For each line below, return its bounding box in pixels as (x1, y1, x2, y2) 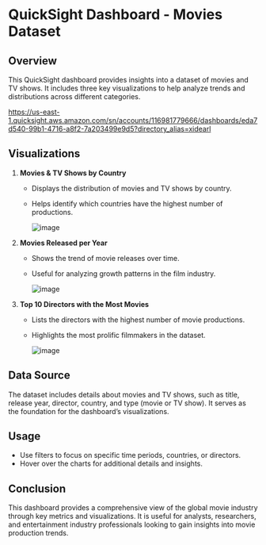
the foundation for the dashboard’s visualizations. (8, 406, 169, 416)
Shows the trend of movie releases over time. (31, 253, 180, 263)
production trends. (8, 528, 69, 538)
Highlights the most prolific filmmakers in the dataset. (31, 330, 206, 340)
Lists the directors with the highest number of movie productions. (31, 315, 245, 324)
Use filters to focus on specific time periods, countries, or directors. (19, 451, 241, 460)
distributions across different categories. (8, 92, 141, 101)
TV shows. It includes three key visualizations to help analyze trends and (8, 83, 245, 93)
